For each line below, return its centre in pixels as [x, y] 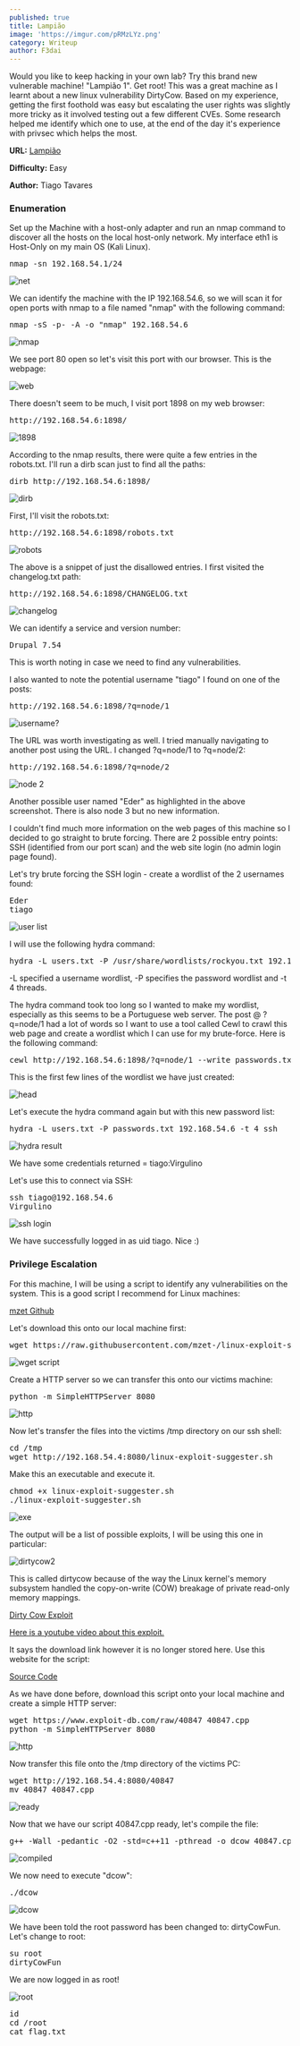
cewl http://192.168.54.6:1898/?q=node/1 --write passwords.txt [153, 1060]
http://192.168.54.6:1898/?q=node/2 [89, 767]
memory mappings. [45, 1597]
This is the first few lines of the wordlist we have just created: [122, 1077]
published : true [39, 17]
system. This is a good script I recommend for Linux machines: [125, 1293]
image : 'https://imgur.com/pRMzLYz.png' [86, 34]
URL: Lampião [35, 151]
